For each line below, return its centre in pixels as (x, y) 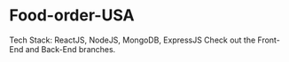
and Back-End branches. (70, 49)
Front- (269, 40)
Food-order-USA (72, 15)
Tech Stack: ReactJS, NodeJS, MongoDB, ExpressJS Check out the (133, 40)
